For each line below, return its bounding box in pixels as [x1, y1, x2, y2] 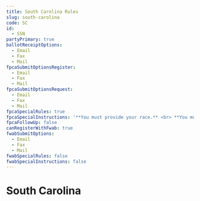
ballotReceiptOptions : [6, 42, 62, 48]
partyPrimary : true [6, 36, 55, 42]
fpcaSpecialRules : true [6, 109, 65, 115]
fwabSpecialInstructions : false [6, 159, 86, 165]
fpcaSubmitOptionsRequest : [6, 86, 73, 92]
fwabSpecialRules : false [6, 153, 68, 159]
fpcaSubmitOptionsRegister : [6, 64, 76, 70]
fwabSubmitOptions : [6, 131, 55, 137]
